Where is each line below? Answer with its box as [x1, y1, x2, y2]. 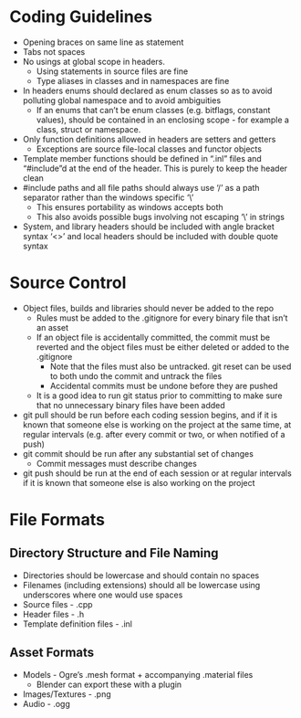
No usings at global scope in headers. [22, 56, 166, 67]
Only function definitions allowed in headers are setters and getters [22, 133, 276, 144]
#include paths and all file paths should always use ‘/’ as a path [22, 182, 260, 193]
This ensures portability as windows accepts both [36, 201, 223, 212]
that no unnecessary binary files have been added [36, 399, 225, 410]
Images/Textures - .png [22, 688, 111, 700]
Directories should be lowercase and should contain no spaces [22, 569, 260, 581]
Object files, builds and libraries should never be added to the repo [22, 302, 275, 313]
